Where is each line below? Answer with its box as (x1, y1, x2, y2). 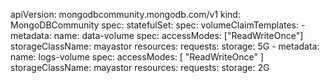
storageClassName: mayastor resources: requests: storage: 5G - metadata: (10, 40, 320, 52)
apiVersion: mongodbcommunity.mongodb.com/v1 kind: (10, 9, 241, 20)
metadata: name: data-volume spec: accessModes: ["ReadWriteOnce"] (10, 30, 304, 41)
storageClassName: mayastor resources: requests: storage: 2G (10, 62, 270, 73)
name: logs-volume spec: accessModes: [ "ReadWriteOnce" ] (10, 51, 265, 63)
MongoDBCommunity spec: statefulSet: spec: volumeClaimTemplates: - (10, 19, 306, 31)
